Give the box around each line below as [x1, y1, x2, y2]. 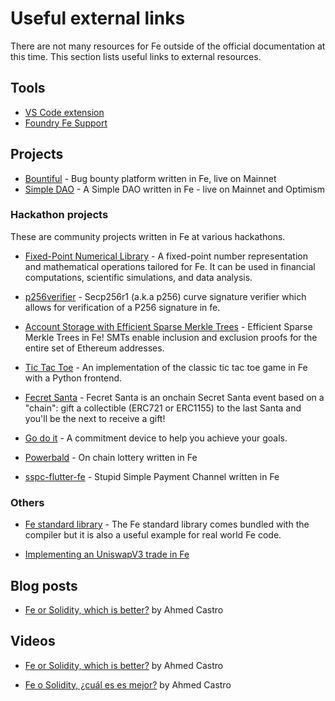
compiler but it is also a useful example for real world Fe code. [24, 529, 282, 541]
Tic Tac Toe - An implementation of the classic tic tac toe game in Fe [24, 361, 308, 373]
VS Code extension [24, 106, 105, 118]
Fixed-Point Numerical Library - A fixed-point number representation [24, 250, 308, 262]
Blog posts [10, 577, 78, 594]
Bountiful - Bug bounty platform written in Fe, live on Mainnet [24, 172, 277, 184]
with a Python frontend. [24, 372, 123, 384]
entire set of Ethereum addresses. [24, 342, 165, 354]
